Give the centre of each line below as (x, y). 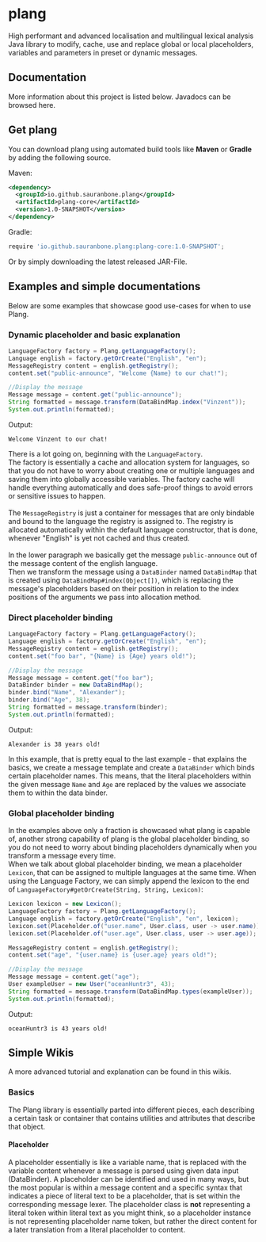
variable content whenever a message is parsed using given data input (123, 1171)
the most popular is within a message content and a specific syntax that (125, 1187)
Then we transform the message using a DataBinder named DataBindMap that (133, 571)
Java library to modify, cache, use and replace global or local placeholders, (131, 44)
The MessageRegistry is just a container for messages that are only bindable (131, 513)
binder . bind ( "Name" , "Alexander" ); (67, 693)
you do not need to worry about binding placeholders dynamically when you (133, 847)
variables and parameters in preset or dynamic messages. (103, 52)
